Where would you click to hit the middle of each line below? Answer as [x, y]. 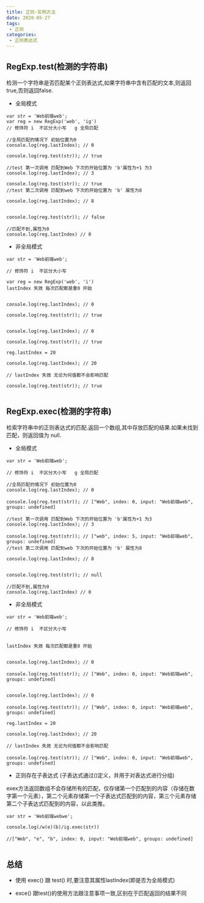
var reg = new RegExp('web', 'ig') [52, 121]
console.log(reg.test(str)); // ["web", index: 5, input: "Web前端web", [100, 536]
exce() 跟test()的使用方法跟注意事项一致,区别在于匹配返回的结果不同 [101, 893]
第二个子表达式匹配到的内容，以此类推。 [57, 803]
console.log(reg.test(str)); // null [54, 575]
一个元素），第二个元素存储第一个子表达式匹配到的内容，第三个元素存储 [107, 796]
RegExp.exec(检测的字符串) [59, 412]
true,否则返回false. [30, 90]
